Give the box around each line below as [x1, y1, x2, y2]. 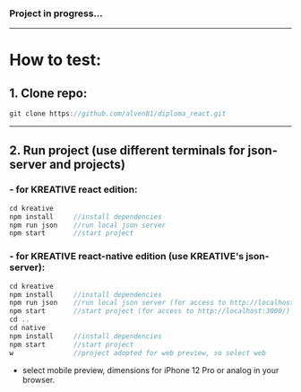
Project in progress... [9, 7, 103, 20]
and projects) [48, 156, 125, 172]
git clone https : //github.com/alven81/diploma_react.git [9, 109, 227, 118]
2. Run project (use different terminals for [9, 143, 245, 158]
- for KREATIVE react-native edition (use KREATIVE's [9, 250, 245, 263]
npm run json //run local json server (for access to [9, 299, 227, 308]
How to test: [9, 50, 101, 70]
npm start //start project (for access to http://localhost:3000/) [9, 307, 291, 316]
